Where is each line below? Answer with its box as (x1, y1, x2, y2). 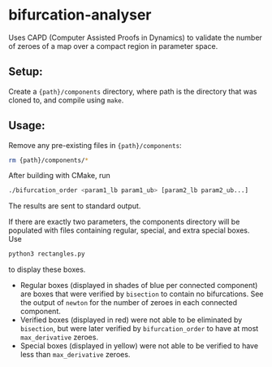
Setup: (8, 65, 43, 79)
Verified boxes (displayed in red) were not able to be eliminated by (19, 315, 243, 325)
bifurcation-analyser (8, 6, 152, 24)
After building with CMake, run (8, 171, 111, 181)
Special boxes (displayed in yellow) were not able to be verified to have (19, 341, 258, 351)
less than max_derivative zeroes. (19, 350, 131, 360)
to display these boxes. (8, 264, 86, 274)
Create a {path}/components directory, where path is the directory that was (8, 86, 257, 96)
